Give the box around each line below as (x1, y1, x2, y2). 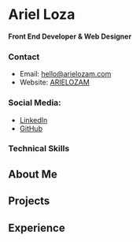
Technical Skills (8, 143, 70, 155)
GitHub (19, 124, 43, 133)
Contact (8, 51, 40, 62)
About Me (8, 167, 57, 181)
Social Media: (8, 97, 61, 108)
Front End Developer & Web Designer (8, 32, 132, 41)
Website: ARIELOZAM (19, 77, 90, 87)
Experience (8, 221, 65, 234)
